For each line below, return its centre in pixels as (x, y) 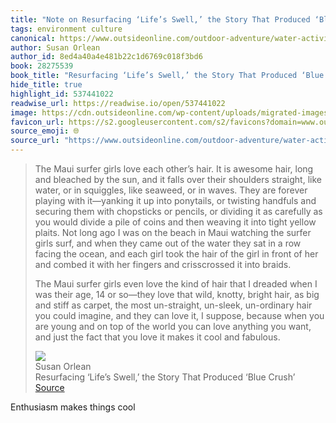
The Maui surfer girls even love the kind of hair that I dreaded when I (176, 284)
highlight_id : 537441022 (62, 94)
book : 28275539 (42, 66)
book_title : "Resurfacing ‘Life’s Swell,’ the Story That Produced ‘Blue (167, 76)
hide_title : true (46, 85)
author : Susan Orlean (55, 47)
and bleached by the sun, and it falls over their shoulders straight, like (178, 179)
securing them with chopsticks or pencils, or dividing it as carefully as (178, 211)
